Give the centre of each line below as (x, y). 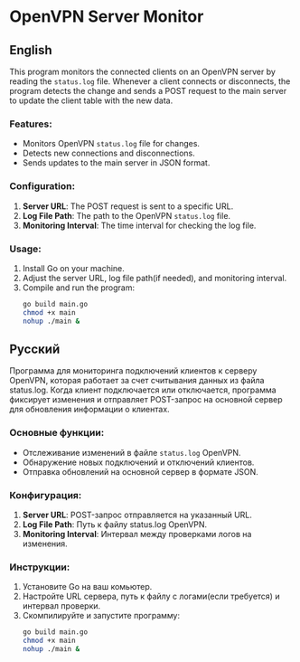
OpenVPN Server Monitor (107, 17)
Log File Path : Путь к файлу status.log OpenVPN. (115, 524)
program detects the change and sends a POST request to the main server (148, 91)
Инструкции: (40, 567)
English (31, 50)
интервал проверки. (61, 606)
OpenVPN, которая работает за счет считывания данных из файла (137, 381)
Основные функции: (57, 433)
